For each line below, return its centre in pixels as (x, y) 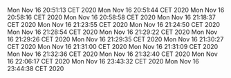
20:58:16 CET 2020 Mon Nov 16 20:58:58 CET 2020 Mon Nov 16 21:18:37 (111, 17)
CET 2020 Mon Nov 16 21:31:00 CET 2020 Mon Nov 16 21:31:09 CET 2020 (113, 47)
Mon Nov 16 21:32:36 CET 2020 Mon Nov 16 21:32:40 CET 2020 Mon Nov (112, 54)
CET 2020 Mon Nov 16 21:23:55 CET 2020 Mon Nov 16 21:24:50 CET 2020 (113, 25)
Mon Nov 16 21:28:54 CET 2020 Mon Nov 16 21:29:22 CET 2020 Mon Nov (112, 32)
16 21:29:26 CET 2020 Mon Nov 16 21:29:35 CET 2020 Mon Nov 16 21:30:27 (115, 39)
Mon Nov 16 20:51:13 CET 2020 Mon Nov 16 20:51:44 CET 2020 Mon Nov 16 (116, 10)
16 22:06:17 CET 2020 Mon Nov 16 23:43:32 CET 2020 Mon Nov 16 (103, 61)
